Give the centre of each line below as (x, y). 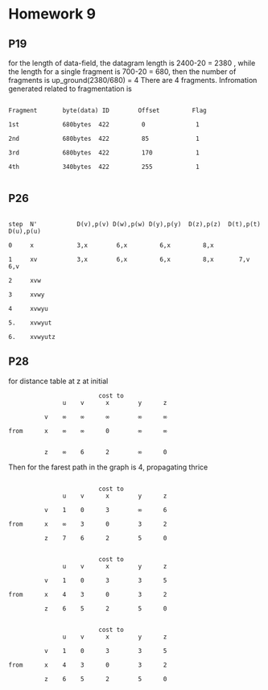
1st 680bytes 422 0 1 (104, 125)
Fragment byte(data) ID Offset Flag (107, 110)
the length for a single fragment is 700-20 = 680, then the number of (122, 72)
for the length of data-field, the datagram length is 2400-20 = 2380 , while (132, 63)
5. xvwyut (30, 323)
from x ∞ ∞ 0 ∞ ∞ (88, 431)
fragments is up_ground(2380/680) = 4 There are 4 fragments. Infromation (133, 80)
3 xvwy (27, 295)
